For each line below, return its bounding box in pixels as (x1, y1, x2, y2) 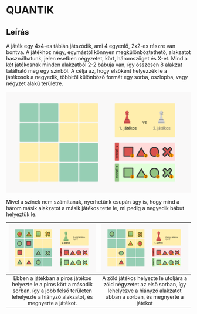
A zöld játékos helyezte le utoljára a (102, 275, 188, 282)
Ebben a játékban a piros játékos (13, 275, 92, 282)
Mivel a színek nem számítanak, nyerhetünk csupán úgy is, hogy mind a (6, 198, 180, 205)
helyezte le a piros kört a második (12, 281, 93, 288)
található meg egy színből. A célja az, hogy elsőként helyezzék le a (6, 67, 168, 74)
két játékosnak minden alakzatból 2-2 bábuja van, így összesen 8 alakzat (6, 61, 183, 68)
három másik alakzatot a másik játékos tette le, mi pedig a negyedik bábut (6, 204, 185, 211)
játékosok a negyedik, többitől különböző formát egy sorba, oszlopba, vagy (6, 74, 188, 80)
